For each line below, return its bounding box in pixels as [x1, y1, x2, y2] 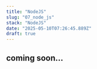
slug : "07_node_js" [6, 14, 55, 20]
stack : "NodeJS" [6, 20, 46, 26]
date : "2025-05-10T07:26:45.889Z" [6, 25, 92, 32]
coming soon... [6, 53, 64, 63]
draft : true [6, 31, 36, 37]
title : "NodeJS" [6, 8, 46, 15]
